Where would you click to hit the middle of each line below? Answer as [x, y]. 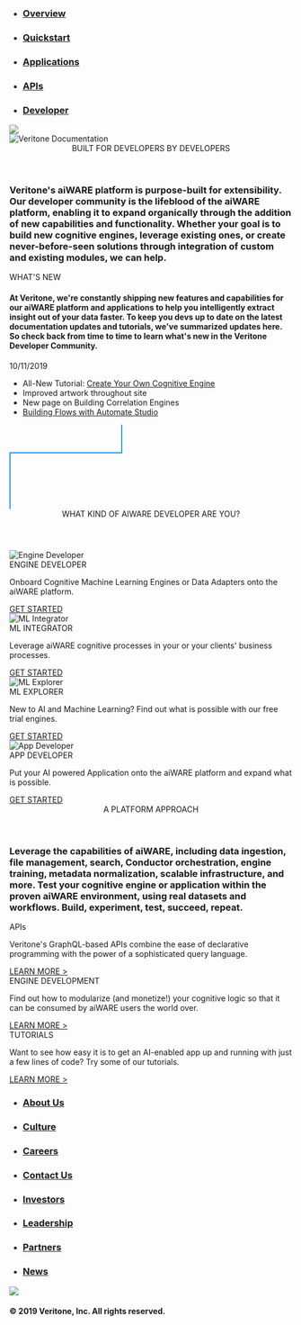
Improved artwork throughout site [84, 392]
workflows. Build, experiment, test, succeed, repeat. [126, 907]
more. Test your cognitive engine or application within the [138, 885]
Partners [42, 1248]
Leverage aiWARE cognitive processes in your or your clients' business [141, 645]
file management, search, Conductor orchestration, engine [141, 862]
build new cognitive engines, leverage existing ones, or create [147, 235]
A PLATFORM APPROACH [151, 809]
